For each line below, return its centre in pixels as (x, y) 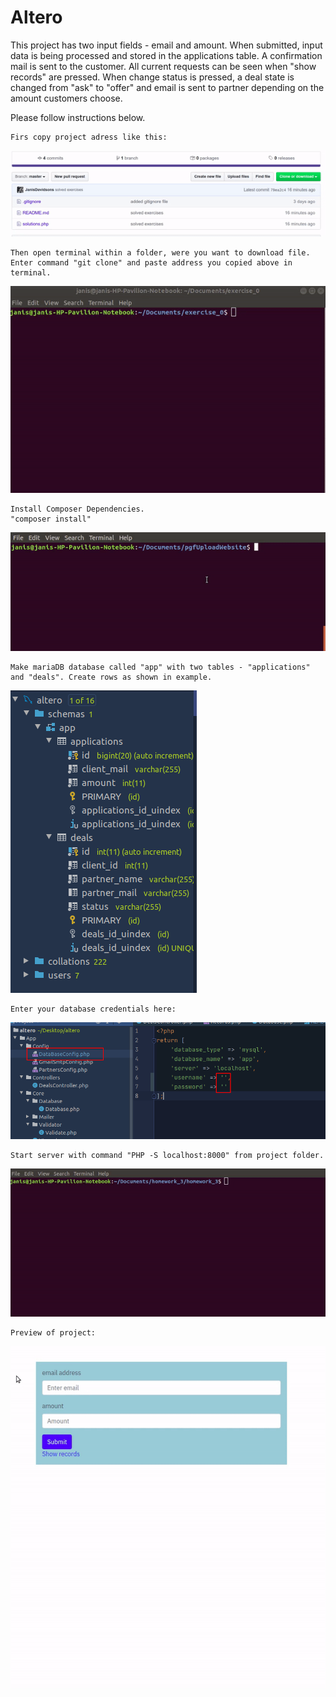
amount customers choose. (66, 98)
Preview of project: (53, 1333)
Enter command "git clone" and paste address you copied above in (151, 262)
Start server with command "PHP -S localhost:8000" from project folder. (167, 1155)
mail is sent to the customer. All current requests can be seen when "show (163, 66)
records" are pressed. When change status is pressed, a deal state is (152, 77)
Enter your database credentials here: (93, 1009)
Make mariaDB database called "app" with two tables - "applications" (160, 667)
